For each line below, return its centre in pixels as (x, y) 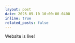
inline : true (18, 18)
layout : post (18, 9)
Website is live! (20, 36)
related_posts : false (27, 23)
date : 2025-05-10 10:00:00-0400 (37, 14)
